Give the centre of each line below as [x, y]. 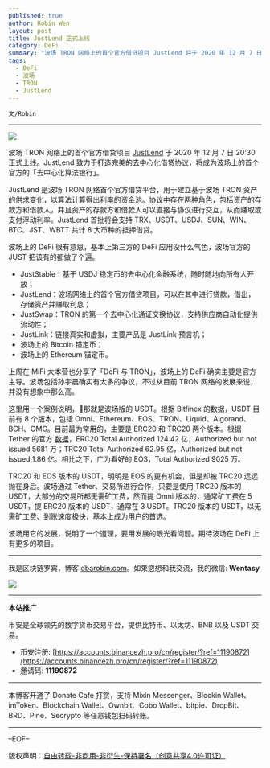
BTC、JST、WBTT [39, 230]
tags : [17, 61]
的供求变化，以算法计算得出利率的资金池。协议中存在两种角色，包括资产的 [131, 200]
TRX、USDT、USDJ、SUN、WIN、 [193, 220]
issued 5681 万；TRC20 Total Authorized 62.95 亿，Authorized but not [125, 449]
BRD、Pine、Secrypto [45, 716]
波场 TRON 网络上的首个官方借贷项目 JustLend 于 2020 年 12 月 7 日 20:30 [132, 153]
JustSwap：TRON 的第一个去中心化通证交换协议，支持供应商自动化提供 [139, 314]
